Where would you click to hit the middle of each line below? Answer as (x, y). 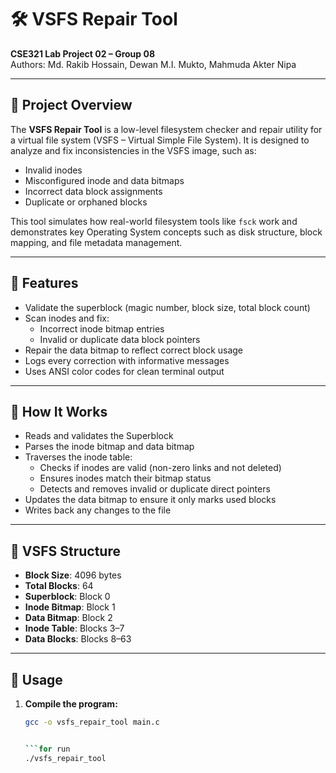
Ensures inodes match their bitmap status (125, 478)
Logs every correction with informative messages (127, 360)
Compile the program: (71, 704)
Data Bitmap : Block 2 (68, 618)
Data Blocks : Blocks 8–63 (78, 639)
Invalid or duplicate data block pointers (120, 339)
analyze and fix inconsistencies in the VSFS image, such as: (133, 150)
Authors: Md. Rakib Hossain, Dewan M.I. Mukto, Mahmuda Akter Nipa (153, 64)
